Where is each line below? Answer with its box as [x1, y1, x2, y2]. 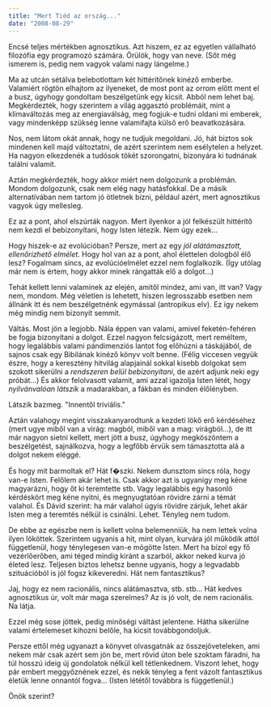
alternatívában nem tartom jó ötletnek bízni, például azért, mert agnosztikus [8, 192, 260, 202]
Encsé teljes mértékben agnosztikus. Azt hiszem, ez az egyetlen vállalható [8, 41, 256, 51]
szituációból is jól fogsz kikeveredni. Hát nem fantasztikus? [8, 568, 205, 577]
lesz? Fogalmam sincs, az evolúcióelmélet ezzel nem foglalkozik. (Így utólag [8, 258, 261, 267]
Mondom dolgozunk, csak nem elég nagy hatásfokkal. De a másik [8, 183, 228, 193]
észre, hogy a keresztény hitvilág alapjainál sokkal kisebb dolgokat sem [8, 358, 247, 368]
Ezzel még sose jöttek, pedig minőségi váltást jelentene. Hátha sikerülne [8, 616, 249, 626]
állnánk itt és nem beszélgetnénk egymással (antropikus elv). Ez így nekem [8, 299, 259, 309]
